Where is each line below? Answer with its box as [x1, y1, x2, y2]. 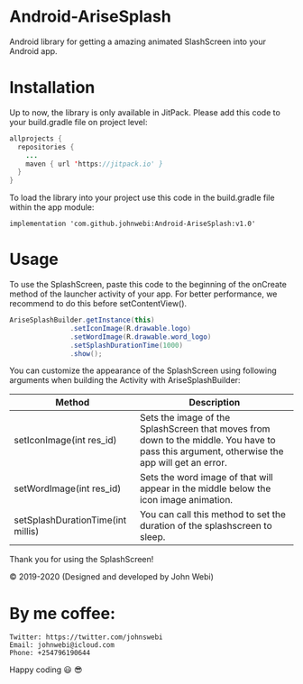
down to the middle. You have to [139, 434, 277, 447]
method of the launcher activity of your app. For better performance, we [9, 288, 278, 299]
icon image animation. [139, 494, 233, 506]
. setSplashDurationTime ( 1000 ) [69, 341, 183, 350]
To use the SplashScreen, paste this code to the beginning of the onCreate [9, 279, 287, 290]
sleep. [139, 531, 166, 543]
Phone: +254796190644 [9, 649, 91, 658]
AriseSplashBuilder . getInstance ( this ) [9, 315, 155, 325]
